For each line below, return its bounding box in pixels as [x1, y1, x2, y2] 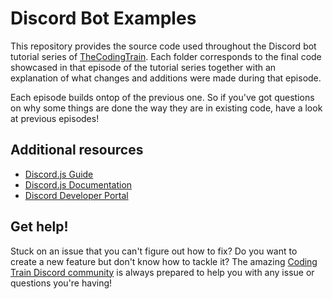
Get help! [10, 218, 69, 236]
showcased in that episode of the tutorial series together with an [10, 61, 277, 73]
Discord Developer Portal [24, 189, 129, 201]
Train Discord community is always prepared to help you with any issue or [10, 266, 315, 278]
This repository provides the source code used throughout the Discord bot [10, 40, 317, 52]
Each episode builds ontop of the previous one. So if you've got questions [10, 91, 315, 103]
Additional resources [10, 142, 144, 159]
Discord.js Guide [24, 168, 94, 180]
